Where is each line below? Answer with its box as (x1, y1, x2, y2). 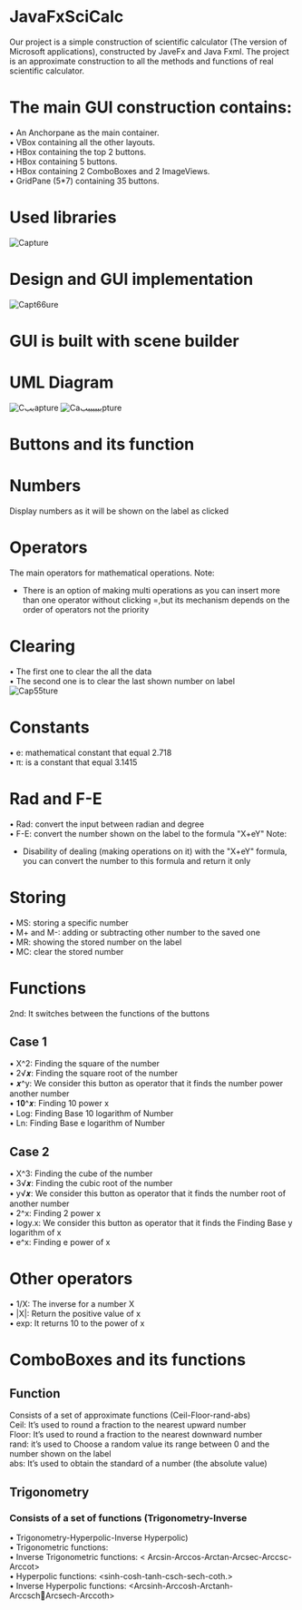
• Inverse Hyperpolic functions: (9, 1580, 127, 1591)
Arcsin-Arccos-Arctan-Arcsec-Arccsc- (147, 1551, 292, 1562)
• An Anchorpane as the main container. (9, 127, 161, 138)
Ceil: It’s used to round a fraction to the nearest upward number (9, 1419, 247, 1430)
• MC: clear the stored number (9, 946, 124, 957)
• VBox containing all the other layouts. (9, 136, 156, 147)
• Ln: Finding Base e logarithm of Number (9, 1118, 165, 1129)
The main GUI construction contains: (9, 97, 293, 118)
